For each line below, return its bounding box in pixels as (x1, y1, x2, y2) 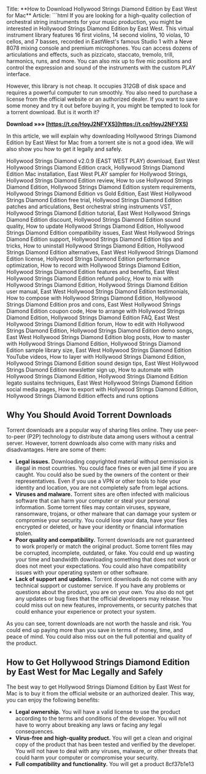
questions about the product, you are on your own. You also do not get (15, 588, 194, 595)
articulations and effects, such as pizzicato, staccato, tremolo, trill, (6, 51, 174, 58)
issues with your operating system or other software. (15, 568, 149, 576)
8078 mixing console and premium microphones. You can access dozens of (6, 44, 198, 52)
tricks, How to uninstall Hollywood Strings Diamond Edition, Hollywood (6, 242, 185, 249)
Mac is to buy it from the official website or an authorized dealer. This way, (6, 689, 195, 697)
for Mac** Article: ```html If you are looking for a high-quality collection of (6, 12, 192, 19)
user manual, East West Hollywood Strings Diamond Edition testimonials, (6, 288, 190, 295)
